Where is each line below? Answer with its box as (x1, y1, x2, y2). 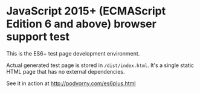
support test (6, 30, 70, 43)
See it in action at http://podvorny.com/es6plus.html (6, 80, 136, 87)
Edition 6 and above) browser (6, 17, 157, 31)
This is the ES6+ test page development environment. (6, 50, 140, 57)
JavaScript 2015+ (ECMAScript (6, 4, 166, 18)
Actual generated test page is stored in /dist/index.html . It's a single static (6, 62, 195, 69)
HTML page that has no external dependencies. (6, 68, 125, 75)
